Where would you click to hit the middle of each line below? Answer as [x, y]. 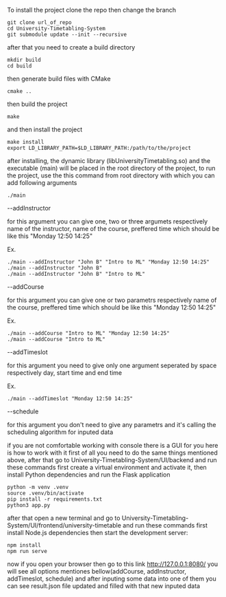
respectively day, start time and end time [64, 373]
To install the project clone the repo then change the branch [92, 10]
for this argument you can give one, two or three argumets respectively [108, 221]
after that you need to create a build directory [71, 47]
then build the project [37, 104]
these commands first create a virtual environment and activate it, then [107, 467]
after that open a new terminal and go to [64, 518]
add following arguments [42, 183]
